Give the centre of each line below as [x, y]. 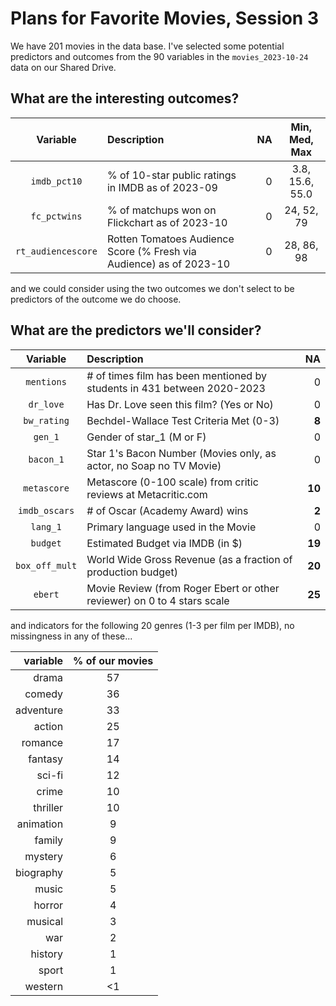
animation [40, 824]
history [47, 954]
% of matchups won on [161, 210]
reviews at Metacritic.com [147, 494]
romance [42, 742]
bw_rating [46, 420]
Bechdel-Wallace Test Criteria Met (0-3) [183, 420]
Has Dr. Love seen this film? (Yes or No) [180, 404]
